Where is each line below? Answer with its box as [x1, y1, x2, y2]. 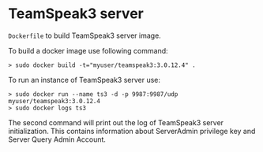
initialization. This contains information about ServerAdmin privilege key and [8, 126, 256, 135]
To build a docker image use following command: [8, 46, 168, 55]
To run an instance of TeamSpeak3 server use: [8, 75, 160, 84]
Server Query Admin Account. [8, 135, 107, 144]
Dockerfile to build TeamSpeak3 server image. [8, 31, 162, 40]
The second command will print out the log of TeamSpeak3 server [8, 117, 224, 127]
